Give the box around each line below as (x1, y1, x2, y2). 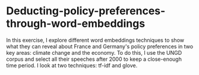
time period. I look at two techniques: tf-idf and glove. (6, 61, 138, 69)
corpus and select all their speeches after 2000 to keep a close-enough (6, 55, 182, 62)
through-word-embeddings (6, 17, 146, 30)
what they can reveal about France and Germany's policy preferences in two (6, 43, 194, 50)
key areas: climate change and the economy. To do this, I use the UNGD (6, 49, 182, 56)
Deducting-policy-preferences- (6, 4, 166, 18)
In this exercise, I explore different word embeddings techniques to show (6, 36, 184, 43)
